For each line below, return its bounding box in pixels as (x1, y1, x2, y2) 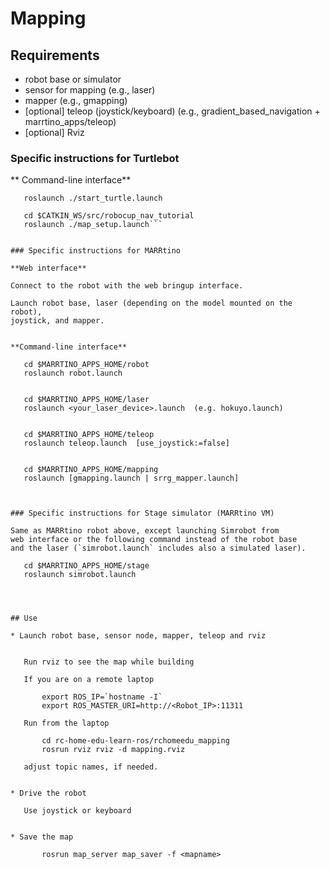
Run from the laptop (23, 718, 110, 729)
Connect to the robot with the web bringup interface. (10, 281, 244, 291)
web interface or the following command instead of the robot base (10, 535, 298, 545)
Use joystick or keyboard (23, 806, 132, 816)
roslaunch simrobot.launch (23, 570, 137, 580)
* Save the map (10, 832, 74, 842)
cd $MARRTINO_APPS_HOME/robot (23, 360, 150, 370)
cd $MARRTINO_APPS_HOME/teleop (23, 430, 155, 440)
